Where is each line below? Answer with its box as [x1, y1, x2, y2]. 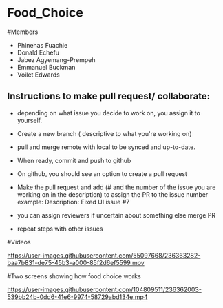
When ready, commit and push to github [17, 156, 131, 164]
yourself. [17, 116, 43, 124]
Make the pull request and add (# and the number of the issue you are [17, 183, 216, 191]
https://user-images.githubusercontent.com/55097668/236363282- [7, 251, 201, 260]
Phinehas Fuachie [17, 41, 68, 49]
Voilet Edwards [17, 70, 60, 79]
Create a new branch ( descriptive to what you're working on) [17, 129, 192, 137]
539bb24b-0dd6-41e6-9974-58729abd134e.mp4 [7, 292, 148, 301]
